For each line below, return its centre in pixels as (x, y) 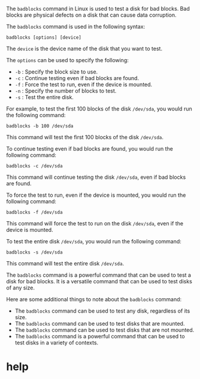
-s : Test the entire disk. (44, 97)
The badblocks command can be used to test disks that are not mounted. (104, 330)
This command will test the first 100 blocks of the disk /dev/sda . (85, 137)
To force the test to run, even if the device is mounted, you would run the (96, 195)
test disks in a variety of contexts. (57, 343)
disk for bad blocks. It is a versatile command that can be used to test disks (99, 281)
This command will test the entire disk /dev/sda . (65, 263)
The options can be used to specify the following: (67, 60)
